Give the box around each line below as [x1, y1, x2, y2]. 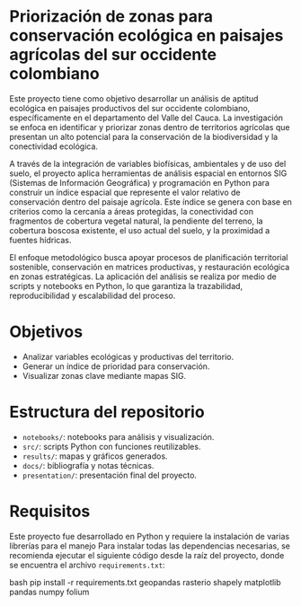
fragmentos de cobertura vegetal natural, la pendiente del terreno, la [9, 215, 263, 226]
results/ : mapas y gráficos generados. [22, 451, 168, 461]
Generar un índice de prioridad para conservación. [22, 361, 210, 372]
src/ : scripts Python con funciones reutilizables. [22, 441, 201, 452]
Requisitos [9, 501, 91, 522]
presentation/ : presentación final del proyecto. [22, 470, 198, 480]
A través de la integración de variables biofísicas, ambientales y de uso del [9, 158, 287, 169]
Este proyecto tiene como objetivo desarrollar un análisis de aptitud [9, 92, 259, 104]
